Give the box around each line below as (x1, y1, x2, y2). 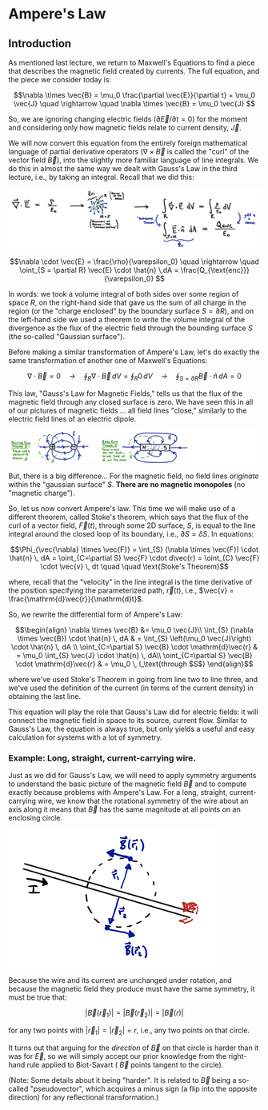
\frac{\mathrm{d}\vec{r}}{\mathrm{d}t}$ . (8, 593, 144, 604)
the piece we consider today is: (8, 75, 112, 84)
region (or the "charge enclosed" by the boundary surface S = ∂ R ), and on (8, 306, 254, 316)
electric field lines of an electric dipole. (8, 413, 137, 424)
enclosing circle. (8, 813, 62, 823)
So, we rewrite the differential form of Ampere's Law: (8, 609, 183, 619)
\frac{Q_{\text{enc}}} (180, 266, 250, 275)
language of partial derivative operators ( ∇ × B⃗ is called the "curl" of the (8, 147, 250, 156)
